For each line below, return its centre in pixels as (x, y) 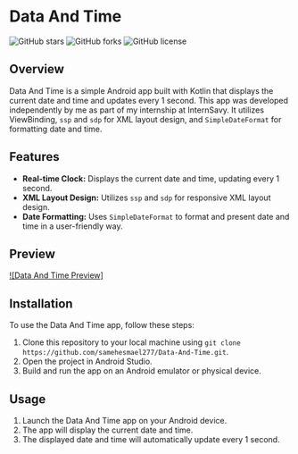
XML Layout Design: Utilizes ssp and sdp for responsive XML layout (146, 198)
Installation (41, 303)
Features (34, 157)
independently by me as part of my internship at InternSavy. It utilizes (137, 110)
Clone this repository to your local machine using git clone (131, 342)
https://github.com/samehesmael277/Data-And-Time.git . (125, 352)
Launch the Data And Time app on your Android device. (124, 420)
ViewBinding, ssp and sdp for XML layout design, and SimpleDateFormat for (145, 119)
